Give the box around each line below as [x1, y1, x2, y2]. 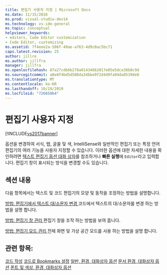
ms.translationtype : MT [5, 77, 55, 82]
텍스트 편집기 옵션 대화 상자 [22, 153, 76, 160]
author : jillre [5, 53, 37, 59]
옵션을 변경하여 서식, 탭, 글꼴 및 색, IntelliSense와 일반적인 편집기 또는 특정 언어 [5, 141, 160, 147]
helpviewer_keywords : [5, 30, 50, 35]
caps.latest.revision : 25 [5, 49, 59, 54]
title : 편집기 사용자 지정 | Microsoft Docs [5, 7, 91, 12]
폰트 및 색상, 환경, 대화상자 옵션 [10, 264, 72, 270]
